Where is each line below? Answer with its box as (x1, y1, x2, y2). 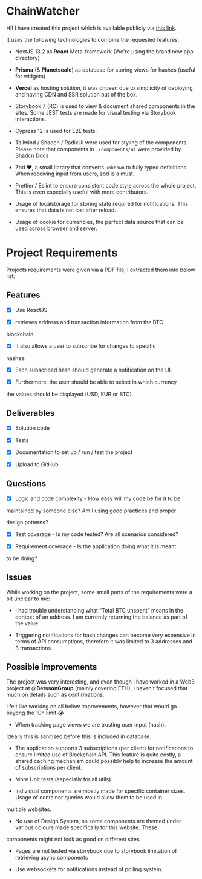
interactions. (15, 115, 47, 123)
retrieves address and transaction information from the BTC (15, 318, 163, 325)
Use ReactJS (15, 306, 48, 313)
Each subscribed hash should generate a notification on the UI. (15, 366, 172, 373)
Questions (6, 478, 47, 489)
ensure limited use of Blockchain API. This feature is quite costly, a (15, 751, 181, 758)
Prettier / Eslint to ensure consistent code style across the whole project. (15, 182, 197, 189)
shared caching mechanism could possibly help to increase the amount (15, 757, 193, 764)
